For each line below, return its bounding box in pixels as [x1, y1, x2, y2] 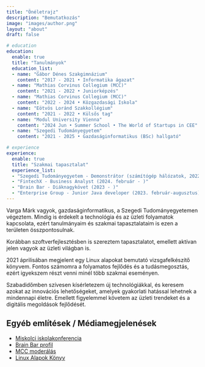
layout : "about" [6, 26, 48, 32]
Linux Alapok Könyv [15, 354, 65, 361]
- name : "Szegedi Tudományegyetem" [12, 128, 103, 134]
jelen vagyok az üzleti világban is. [6, 244, 91, 252]
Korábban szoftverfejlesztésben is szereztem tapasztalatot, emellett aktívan [6, 238, 197, 245]
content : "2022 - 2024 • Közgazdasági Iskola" [17, 100, 138, 106]
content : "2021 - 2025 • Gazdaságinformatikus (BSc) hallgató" [17, 134, 182, 140]
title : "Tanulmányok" [12, 59, 67, 66]
